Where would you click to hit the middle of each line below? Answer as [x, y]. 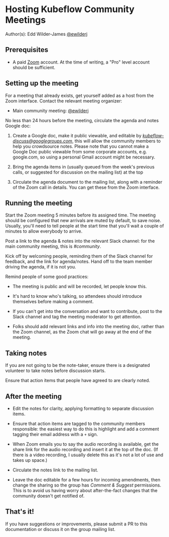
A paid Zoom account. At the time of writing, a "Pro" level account [81, 62]
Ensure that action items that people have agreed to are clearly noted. [78, 381]
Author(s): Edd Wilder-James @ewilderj [46, 34]
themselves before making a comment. [53, 302]
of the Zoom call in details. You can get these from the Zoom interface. [86, 187]
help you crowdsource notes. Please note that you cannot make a [80, 146]
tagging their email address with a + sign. [55, 434]
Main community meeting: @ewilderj [51, 111]
